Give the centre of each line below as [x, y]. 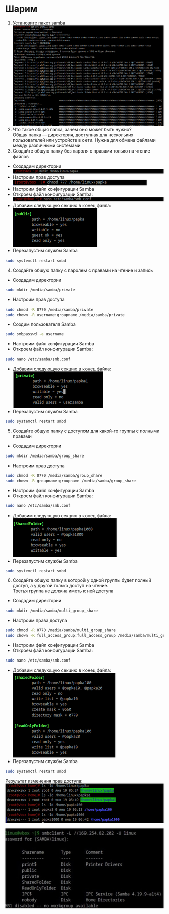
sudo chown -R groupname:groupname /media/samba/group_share [71, 481]
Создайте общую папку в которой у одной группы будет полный [82, 580]
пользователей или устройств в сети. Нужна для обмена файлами [84, 140]
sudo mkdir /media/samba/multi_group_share [52, 611]
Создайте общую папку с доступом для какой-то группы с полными [86, 431]
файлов [21, 157]
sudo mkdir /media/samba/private [40, 290]
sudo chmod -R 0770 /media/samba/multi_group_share [60, 630]
